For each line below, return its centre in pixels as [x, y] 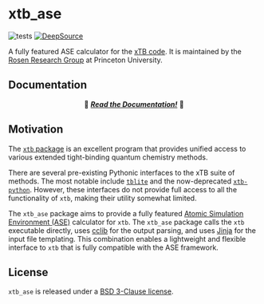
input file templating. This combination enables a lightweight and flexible [127, 239]
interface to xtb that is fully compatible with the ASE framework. [114, 247]
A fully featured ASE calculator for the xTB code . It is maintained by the [125, 51]
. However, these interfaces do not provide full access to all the [133, 189]
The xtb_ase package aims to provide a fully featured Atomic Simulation [126, 213]
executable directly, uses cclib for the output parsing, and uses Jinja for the [132, 230]
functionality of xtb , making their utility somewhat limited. [102, 198]
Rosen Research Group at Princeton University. [86, 60]
